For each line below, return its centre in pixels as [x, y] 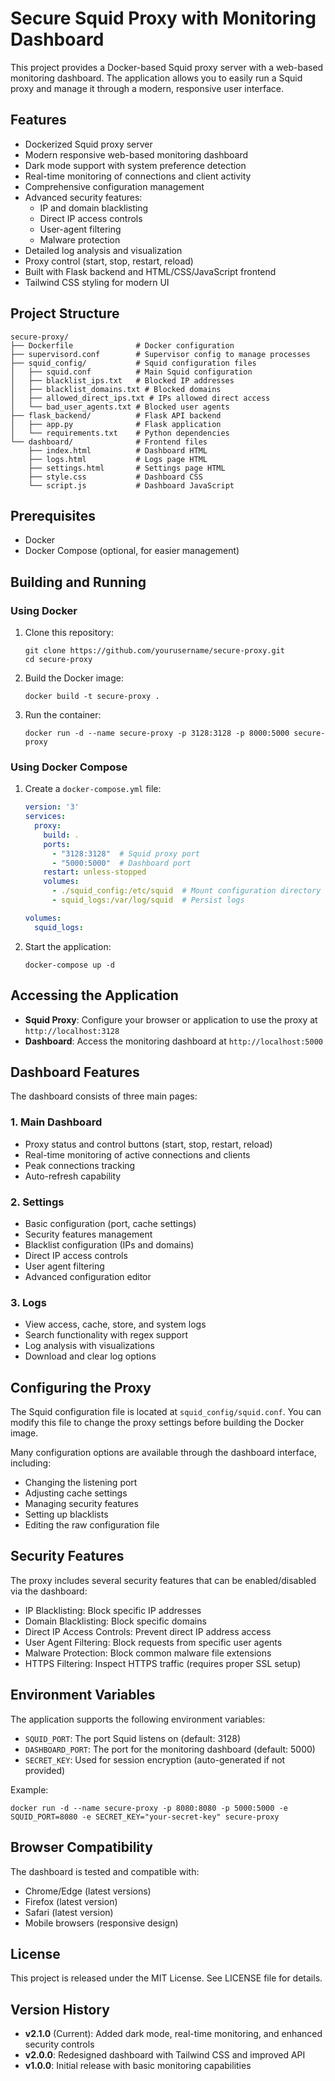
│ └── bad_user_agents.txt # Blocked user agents [120, 407]
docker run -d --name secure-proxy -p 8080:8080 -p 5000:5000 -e [149, 1808]
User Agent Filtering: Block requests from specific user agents [153, 1642]
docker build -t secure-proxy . [92, 697]
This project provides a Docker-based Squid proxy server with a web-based [167, 67]
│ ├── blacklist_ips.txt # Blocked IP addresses [122, 380]
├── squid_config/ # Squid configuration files [133, 363]
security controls [59, 2044]
